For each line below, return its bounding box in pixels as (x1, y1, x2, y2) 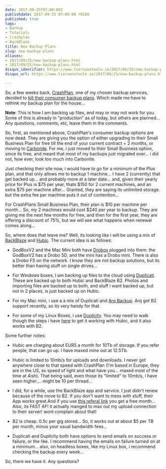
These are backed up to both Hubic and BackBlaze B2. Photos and (12, 278, 148, 283)
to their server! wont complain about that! (12, 409, 97, 415)
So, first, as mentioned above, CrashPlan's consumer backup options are (5, 130, 154, 136)
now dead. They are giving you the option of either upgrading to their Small (5, 135, 158, 141)
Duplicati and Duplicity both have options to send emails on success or (12, 433, 157, 439)
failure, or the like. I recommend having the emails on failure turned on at (12, 438, 161, 444)
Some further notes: (5, 332, 46, 338)
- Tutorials (5, 30, 30, 35)
